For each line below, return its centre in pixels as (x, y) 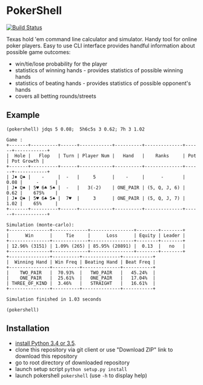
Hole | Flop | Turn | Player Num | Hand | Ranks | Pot (105, 155)
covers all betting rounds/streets (56, 96)
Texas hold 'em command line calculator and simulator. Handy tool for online (102, 39)
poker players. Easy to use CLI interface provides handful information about (101, 46)
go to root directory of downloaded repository (72, 363)
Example (23, 115)
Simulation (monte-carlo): (40, 225)
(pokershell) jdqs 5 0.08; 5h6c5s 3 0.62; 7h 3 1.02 (76, 129)
